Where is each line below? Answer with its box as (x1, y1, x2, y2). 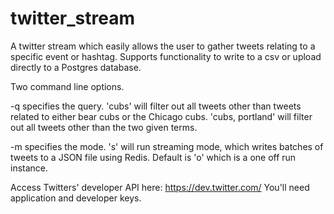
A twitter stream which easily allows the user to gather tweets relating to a (10, 40, 316, 52)
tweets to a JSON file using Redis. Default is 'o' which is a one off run (10, 151, 297, 163)
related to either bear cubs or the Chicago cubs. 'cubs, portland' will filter (10, 110, 313, 122)
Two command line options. (10, 80, 125, 92)
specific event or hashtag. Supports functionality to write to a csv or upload (10, 50, 322, 62)
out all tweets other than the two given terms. (10, 121, 198, 133)
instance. (10, 162, 49, 174)
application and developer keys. (10, 192, 142, 204)
